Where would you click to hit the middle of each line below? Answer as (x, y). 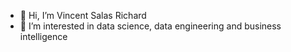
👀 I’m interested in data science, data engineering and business (150, 26)
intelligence (43, 36)
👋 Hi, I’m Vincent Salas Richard (83, 15)
